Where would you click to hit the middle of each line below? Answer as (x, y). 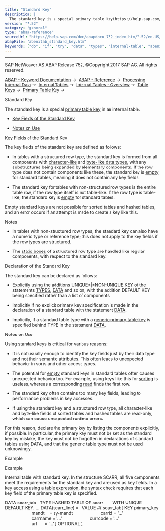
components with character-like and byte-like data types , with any (79, 162)
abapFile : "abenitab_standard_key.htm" (46, 42)
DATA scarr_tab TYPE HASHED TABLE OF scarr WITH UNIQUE (74, 503)
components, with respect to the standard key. (59, 256)
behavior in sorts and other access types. (54, 363)
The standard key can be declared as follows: (51, 275)
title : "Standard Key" (28, 10)
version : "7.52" (22, 23)
